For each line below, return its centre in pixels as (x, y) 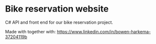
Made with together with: (31, 31)
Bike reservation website (57, 9)
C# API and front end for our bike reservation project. (59, 22)
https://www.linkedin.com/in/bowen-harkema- (104, 31)
